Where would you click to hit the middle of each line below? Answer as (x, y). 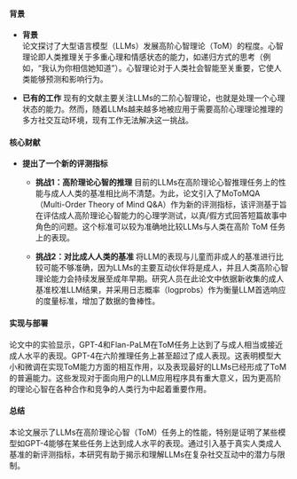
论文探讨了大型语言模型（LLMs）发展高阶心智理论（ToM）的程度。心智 (152, 46)
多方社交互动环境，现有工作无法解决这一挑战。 (107, 121)
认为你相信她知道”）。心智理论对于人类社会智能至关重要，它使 (161, 68)
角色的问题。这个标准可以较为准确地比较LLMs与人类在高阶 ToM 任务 (160, 227)
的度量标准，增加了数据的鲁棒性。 (98, 301)
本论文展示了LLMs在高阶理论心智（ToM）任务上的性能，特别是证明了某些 (144, 432)
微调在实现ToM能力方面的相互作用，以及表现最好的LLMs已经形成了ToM (155, 366)
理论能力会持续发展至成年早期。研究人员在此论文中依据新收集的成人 (160, 279)
